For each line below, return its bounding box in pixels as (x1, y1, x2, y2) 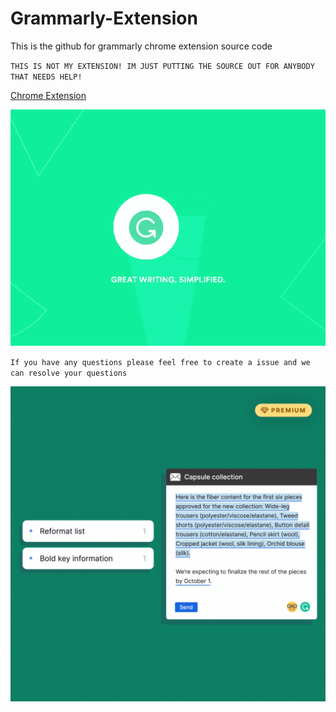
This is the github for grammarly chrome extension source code (10, 40, 273, 52)
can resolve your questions (10, 368, 128, 378)
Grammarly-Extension (10, 7, 198, 30)
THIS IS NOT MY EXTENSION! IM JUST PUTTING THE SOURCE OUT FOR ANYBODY (10, 61, 315, 71)
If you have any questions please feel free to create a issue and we (10, 357, 311, 367)
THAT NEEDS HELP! (10, 72, 83, 82)
